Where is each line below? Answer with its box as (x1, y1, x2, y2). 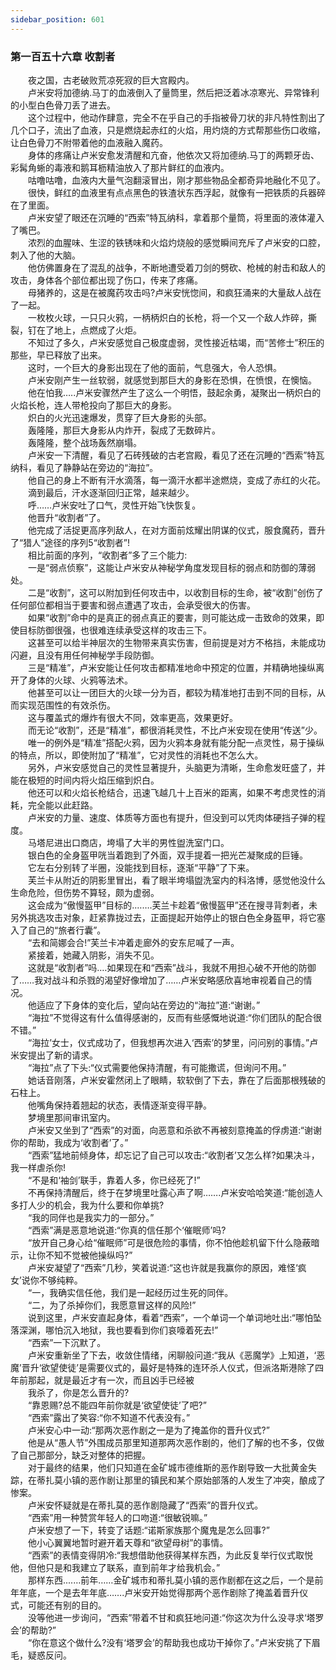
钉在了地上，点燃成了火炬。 (27, 324, 142, 336)
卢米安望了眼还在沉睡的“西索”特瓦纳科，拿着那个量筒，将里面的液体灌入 (27, 211, 325, 223)
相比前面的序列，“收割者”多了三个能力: (27, 549, 188, 561)
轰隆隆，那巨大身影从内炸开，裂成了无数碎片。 (27, 424, 221, 436)
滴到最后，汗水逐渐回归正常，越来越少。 (27, 486, 195, 498)
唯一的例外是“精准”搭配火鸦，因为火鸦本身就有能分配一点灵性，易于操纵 (27, 736, 325, 748)
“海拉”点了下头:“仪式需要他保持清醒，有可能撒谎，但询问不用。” (27, 1061, 287, 1073)
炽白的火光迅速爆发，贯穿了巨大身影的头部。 (27, 411, 212, 423)
